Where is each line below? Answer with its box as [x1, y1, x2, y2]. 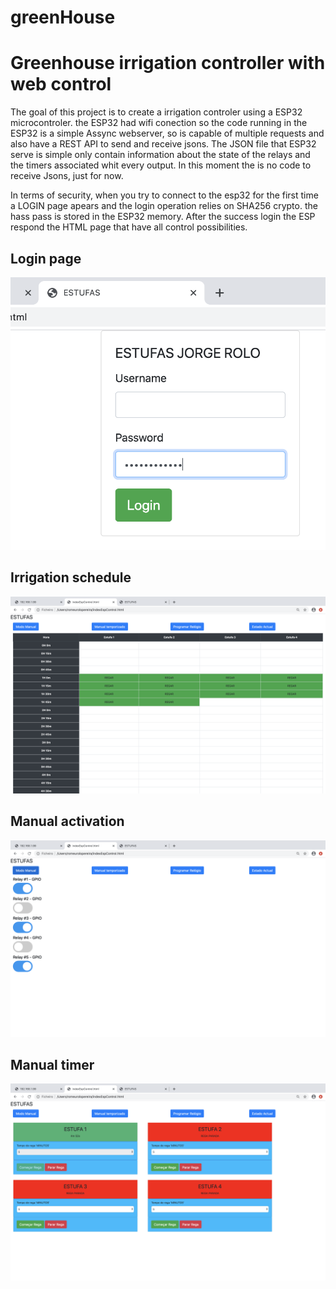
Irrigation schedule [10, 569, 132, 586]
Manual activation [10, 813, 125, 830]
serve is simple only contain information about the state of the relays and [10, 149, 311, 161]
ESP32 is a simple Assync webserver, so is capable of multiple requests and [10, 127, 325, 140]
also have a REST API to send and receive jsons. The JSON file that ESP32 [10, 138, 317, 150]
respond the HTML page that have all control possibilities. [10, 221, 248, 233]
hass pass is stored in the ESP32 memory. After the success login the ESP [10, 211, 316, 223]
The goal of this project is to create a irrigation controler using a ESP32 [10, 106, 303, 118]
